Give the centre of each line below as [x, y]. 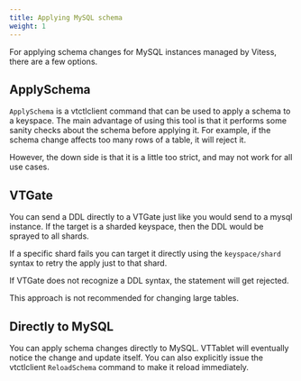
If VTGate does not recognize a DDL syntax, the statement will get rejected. [150, 281]
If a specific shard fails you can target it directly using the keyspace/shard [145, 254]
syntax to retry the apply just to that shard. [88, 263]
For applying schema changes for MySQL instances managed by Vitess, [143, 51]
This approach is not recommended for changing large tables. [124, 298]
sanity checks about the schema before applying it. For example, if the [140, 131]
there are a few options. [54, 61]
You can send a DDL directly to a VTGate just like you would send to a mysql [151, 217]
